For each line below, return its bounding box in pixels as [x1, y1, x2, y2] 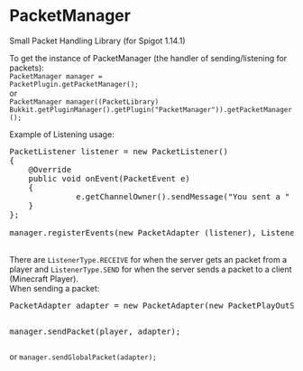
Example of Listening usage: [9, 128, 115, 140]
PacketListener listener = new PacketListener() [9, 146, 228, 156]
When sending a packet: [9, 283, 100, 293]
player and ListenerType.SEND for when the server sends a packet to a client [9, 264, 292, 274]
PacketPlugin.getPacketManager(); [9, 79, 140, 88]
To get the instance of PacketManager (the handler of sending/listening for [9, 52, 288, 63]
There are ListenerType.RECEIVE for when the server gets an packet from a [9, 254, 288, 264]
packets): [9, 62, 45, 73]
